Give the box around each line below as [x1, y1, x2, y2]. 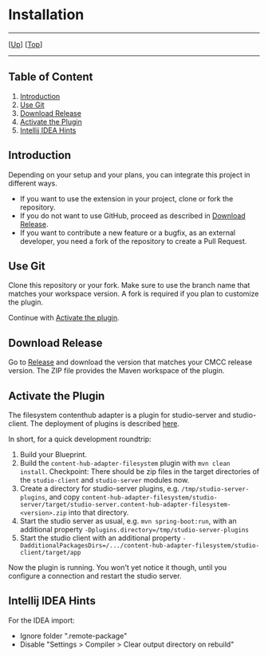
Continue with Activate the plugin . [8, 313, 120, 323]
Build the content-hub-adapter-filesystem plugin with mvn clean [19, 458, 231, 468]
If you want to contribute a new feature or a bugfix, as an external [19, 228, 236, 237]
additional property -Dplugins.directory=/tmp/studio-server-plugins [19, 525, 250, 534]
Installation [8, 6, 85, 24]
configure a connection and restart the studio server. [8, 571, 182, 580]
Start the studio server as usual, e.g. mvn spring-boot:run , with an [19, 516, 237, 525]
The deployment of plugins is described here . [30, 419, 179, 428]
